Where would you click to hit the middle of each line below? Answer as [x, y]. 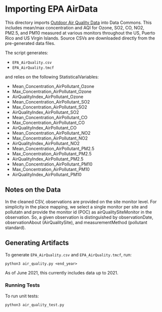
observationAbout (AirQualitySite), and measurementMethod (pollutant [76, 222]
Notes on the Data [33, 190]
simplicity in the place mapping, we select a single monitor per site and [76, 207]
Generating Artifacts [37, 243]
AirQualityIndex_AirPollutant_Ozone [48, 97]
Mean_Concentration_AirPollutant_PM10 [52, 164]
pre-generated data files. [30, 43]
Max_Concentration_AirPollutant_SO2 [50, 107]
